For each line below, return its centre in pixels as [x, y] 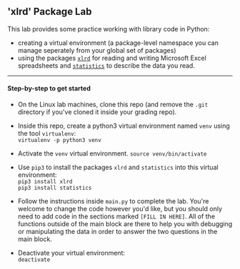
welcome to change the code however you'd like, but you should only [120, 209]
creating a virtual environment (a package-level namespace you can [118, 43]
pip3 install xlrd [45, 182]
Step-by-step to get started [49, 88]
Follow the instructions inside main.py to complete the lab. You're [113, 201]
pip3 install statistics [55, 188]
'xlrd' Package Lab [50, 12]
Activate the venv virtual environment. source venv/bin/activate [112, 153]
